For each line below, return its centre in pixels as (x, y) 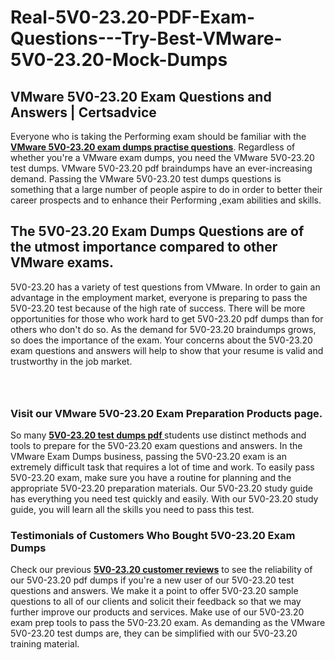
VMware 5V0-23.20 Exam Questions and (141, 96)
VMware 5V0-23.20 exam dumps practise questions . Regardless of (153, 147)
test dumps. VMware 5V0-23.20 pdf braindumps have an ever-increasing (161, 168)
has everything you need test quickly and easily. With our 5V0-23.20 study (164, 499)
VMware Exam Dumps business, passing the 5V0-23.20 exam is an (148, 457)
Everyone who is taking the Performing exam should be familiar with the (158, 136)
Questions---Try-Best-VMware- (146, 38)
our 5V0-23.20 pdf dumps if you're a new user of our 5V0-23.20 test (152, 580)
